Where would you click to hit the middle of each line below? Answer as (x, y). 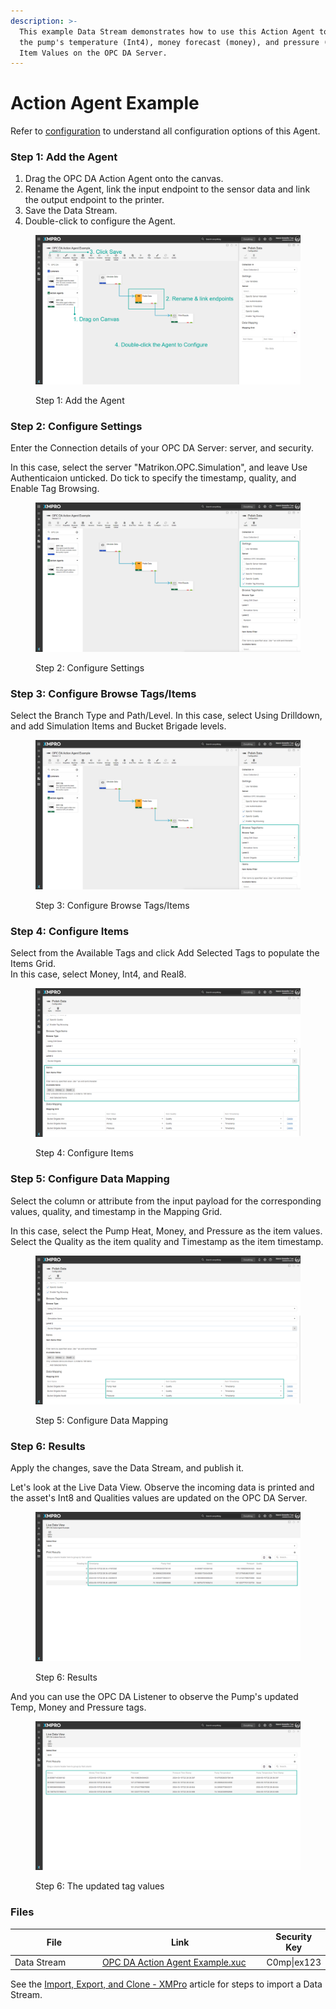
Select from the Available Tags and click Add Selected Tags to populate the (165, 952)
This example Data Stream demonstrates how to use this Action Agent (167, 31)
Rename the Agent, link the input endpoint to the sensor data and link (167, 189)
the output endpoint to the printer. (94, 200)
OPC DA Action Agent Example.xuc (174, 1962)
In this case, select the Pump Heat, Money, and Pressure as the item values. (166, 1231)
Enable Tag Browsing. (55, 489)
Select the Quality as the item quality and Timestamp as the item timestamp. (167, 1241)
